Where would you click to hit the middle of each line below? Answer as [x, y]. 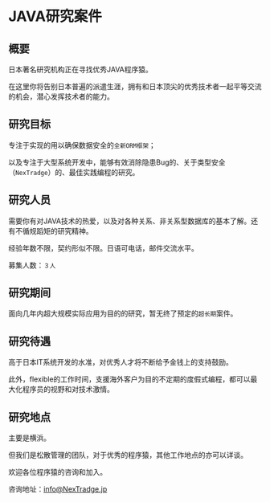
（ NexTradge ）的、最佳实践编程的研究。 [74, 172]
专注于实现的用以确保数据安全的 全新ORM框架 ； [82, 145]
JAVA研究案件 [55, 16]
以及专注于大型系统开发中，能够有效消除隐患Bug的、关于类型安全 [117, 162]
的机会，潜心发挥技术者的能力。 [61, 96]
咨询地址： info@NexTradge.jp [58, 489]
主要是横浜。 [29, 438]
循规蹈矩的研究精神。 [57, 231]
